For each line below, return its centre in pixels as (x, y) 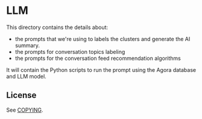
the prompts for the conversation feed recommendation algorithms (98, 58)
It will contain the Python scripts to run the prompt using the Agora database (101, 69)
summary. (27, 45)
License (21, 95)
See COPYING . (25, 110)
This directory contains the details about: (57, 27)
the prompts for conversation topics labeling (70, 51)
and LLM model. (26, 76)
